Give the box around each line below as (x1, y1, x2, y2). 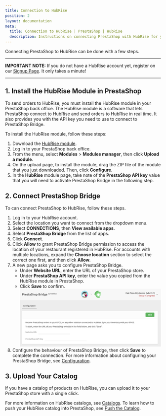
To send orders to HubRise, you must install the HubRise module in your (5, 100, 152, 106)
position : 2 (5, 13, 30, 18)
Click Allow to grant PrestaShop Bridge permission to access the (12, 241, 145, 247)
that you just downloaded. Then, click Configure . (12, 167, 113, 173)
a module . (12, 156, 34, 162)
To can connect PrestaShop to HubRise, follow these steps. (5, 205, 126, 211)
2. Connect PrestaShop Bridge (5, 192, 100, 201)
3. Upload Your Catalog (5, 372, 78, 381)
